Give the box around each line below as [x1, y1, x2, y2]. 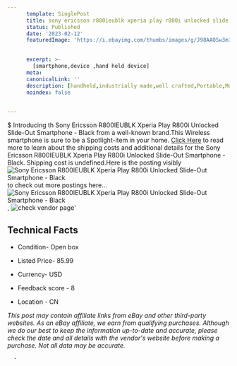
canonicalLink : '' [25, 76, 80, 83]
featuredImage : [25, 37, 71, 44]
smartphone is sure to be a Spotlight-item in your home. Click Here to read [7, 136, 224, 145]
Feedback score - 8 [17, 283, 75, 292]
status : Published [25, 23, 80, 30]
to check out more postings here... [7, 181, 108, 189]
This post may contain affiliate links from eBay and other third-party [7, 311, 207, 319]
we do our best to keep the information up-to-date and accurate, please [7, 326, 218, 334]
